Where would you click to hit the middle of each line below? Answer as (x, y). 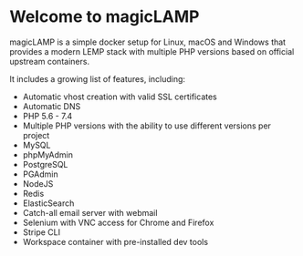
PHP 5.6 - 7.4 (47, 116)
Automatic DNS (52, 106)
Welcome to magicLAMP (104, 17)
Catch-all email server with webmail (90, 212)
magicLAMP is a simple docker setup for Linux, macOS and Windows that (147, 42)
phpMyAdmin (48, 154)
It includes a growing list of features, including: (97, 78)
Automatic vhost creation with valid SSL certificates (120, 97)
